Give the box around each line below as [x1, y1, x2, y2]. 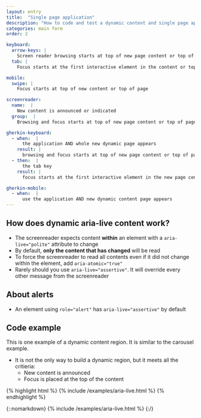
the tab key [22, 163, 52, 169]
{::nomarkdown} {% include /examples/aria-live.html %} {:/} [6, 405, 154, 413]
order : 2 [6, 31, 28, 37]
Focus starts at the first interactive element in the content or [17, 64, 186, 70]
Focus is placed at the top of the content [23, 376, 124, 383]
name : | [11, 102, 33, 108]
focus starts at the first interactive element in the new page [22, 174, 186, 180]
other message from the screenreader [14, 272, 109, 279]
